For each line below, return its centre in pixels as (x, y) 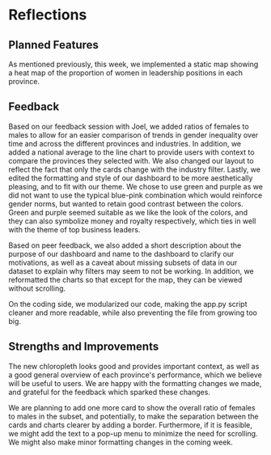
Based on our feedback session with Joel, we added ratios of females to (129, 126)
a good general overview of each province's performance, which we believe (135, 375)
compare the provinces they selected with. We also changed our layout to (131, 160)
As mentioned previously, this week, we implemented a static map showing (133, 64)
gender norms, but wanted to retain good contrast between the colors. (126, 203)
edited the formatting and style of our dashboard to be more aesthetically (131, 178)
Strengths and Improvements (84, 347)
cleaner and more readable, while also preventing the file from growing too (133, 313)
